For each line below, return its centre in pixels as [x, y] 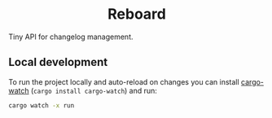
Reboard [137, 14]
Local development [58, 62]
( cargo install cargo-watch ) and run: [94, 90]
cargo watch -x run [42, 105]
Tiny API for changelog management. [71, 37]
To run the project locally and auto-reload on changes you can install [124, 81]
